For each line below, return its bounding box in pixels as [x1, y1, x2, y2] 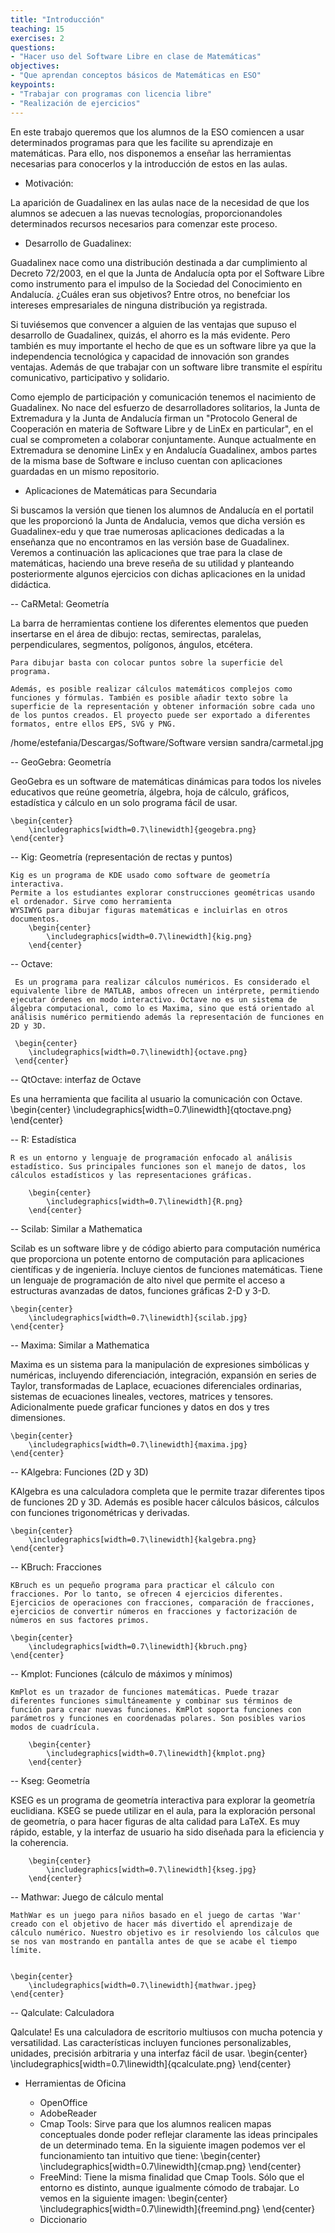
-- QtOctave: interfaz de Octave [10, 1073, 142, 1085]
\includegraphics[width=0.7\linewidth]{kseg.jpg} [46, 1864, 257, 1875]
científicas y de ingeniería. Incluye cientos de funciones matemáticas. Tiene [10, 1263, 323, 1275]
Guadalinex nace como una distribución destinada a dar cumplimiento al [10, 256, 308, 268]
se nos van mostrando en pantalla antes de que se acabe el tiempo [10, 1936, 298, 1946]
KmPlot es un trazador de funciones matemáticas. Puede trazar [10, 1687, 280, 1697]
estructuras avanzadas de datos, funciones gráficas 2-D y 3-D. [10, 1284, 271, 1296]
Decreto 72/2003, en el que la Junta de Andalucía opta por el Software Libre [10, 267, 325, 279]
